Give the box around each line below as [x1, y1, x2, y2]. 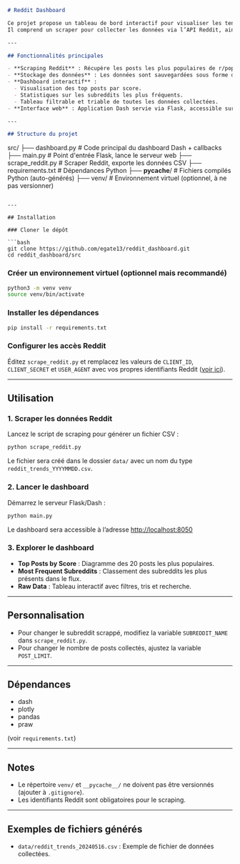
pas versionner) [7, 182, 54, 190]
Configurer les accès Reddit [7, 341, 106, 351]
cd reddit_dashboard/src [7, 252, 81, 259]
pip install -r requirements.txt [7, 324, 107, 332]
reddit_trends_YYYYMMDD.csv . [7, 465, 93, 473]
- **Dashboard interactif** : [7, 79, 98, 86]
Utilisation [7, 392, 54, 404]
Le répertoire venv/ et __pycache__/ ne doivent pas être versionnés [17, 780, 214, 789]
